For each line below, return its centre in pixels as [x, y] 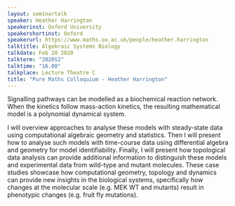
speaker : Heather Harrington [50, 20]
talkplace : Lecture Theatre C [52, 72]
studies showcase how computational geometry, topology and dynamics [112, 172]
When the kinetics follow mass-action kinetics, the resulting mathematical [114, 107]
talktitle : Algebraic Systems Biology [64, 46]
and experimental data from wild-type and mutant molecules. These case [113, 165]
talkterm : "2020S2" [36, 60]
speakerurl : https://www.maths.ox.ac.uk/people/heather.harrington [108, 40]
